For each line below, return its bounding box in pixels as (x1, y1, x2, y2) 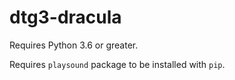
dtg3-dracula (9, 6, 122, 29)
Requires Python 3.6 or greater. (9, 39, 139, 51)
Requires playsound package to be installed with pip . (9, 58, 226, 70)
